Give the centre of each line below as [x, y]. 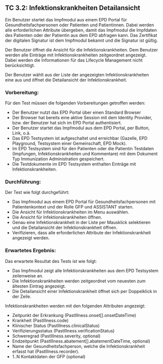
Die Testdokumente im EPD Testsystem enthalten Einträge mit [74, 164]
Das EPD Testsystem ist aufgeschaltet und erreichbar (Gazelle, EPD [80, 139]
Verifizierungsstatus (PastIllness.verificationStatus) [63, 330]
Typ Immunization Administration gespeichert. [58, 159]
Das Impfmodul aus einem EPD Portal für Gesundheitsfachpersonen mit [84, 202]
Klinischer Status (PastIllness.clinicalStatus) [56, 326]
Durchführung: [23, 182]
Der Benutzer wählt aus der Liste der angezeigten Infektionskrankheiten [77, 74]
